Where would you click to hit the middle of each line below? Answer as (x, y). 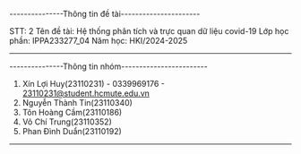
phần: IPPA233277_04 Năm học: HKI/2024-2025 (99, 41)
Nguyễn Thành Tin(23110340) (77, 103)
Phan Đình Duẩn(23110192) (72, 131)
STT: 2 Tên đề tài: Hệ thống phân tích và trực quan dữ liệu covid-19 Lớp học (149, 31)
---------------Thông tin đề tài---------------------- (105, 14)
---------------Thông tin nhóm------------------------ (108, 66)
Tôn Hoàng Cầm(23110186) (72, 112)
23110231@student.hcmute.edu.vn (86, 93)
